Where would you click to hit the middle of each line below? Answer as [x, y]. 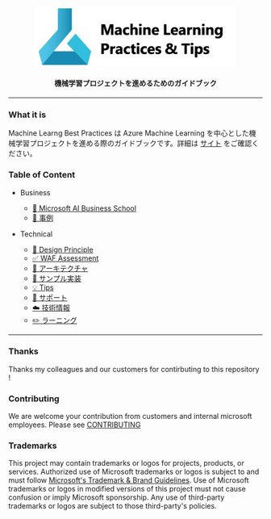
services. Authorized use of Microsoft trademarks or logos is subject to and [134, 472]
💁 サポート [50, 297]
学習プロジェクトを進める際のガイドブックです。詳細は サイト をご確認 [133, 144]
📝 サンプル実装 [57, 278]
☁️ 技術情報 [51, 308]
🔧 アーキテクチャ [60, 268]
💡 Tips [43, 287]
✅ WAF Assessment [65, 258]
